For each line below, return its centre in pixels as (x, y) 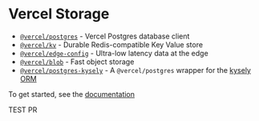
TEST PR (23, 110)
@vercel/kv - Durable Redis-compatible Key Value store (111, 44)
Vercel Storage (59, 14)
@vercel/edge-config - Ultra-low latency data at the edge (114, 53)
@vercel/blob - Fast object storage (77, 62)
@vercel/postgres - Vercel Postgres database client (105, 36)
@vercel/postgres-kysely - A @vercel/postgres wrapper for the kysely (135, 70)
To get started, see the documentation (71, 94)
